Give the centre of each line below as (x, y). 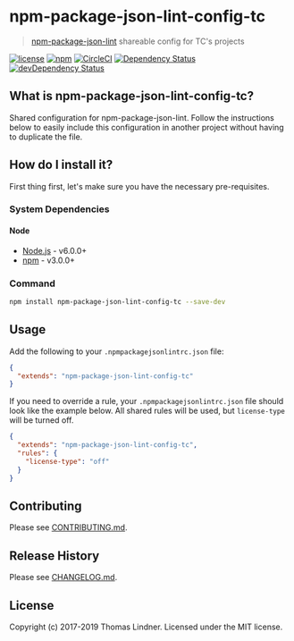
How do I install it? (61, 165)
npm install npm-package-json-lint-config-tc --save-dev (118, 301)
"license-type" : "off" (67, 461)
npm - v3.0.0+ (49, 260)
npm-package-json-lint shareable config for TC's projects (138, 41)
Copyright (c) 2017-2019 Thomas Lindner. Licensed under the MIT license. (146, 627)
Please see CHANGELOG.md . (63, 578)
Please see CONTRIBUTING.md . (68, 527)
